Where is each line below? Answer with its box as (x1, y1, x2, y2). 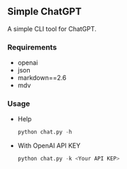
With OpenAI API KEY (17, 141, 81, 150)
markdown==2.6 (17, 74, 67, 82)
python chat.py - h (17, 129, 72, 136)
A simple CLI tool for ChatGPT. (7, 24, 97, 33)
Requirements (7, 42, 57, 52)
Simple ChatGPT (7, 6, 82, 18)
